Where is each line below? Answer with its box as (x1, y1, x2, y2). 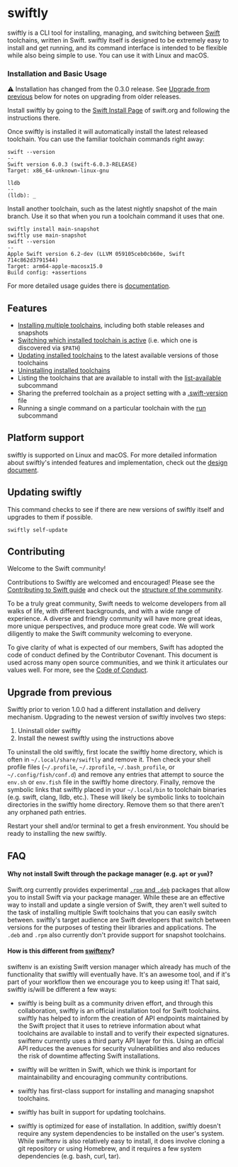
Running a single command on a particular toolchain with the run (17, 404, 207, 413)
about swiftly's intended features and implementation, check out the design (7, 458, 228, 467)
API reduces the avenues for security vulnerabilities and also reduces (17, 1044, 221, 1053)
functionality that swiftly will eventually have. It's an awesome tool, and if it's (7, 970, 231, 979)
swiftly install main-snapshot (7, 225, 100, 233)
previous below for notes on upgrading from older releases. (7, 92, 181, 101)
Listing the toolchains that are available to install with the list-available (17, 374, 222, 382)
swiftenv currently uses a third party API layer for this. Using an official (17, 1037, 225, 1045)
